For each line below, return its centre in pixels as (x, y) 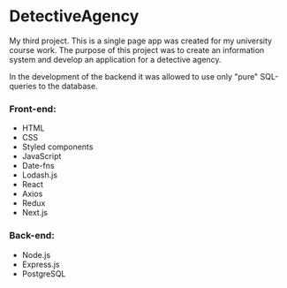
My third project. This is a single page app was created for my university (140, 41)
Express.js (41, 264)
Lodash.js (40, 175)
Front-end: (33, 109)
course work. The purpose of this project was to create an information (137, 49)
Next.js (35, 213)
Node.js (36, 254)
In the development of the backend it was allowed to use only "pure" (134, 76)
